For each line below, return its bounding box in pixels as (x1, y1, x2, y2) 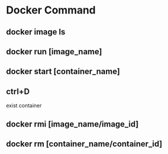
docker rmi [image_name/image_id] (6, 119, 139, 129)
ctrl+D (6, 86, 30, 97)
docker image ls (6, 27, 66, 37)
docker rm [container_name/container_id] (6, 139, 163, 149)
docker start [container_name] (6, 67, 120, 77)
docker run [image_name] (6, 46, 102, 56)
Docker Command (6, 4, 96, 17)
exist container (6, 102, 42, 109)
